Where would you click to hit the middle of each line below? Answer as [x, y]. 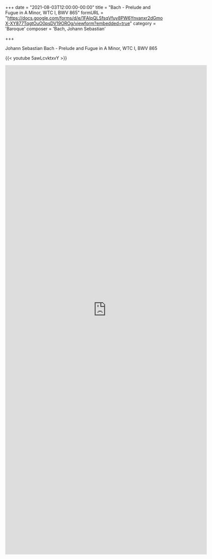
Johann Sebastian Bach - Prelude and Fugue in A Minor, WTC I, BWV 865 [81, 48]
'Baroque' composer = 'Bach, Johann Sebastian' [56, 29]
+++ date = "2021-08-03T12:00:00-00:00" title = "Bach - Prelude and [78, 7]
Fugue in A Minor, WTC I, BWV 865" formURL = [54, 13]
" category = [143, 23]
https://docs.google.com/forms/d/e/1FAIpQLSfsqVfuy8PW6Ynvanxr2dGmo [85, 18]
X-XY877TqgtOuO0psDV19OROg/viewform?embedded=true [67, 23]
